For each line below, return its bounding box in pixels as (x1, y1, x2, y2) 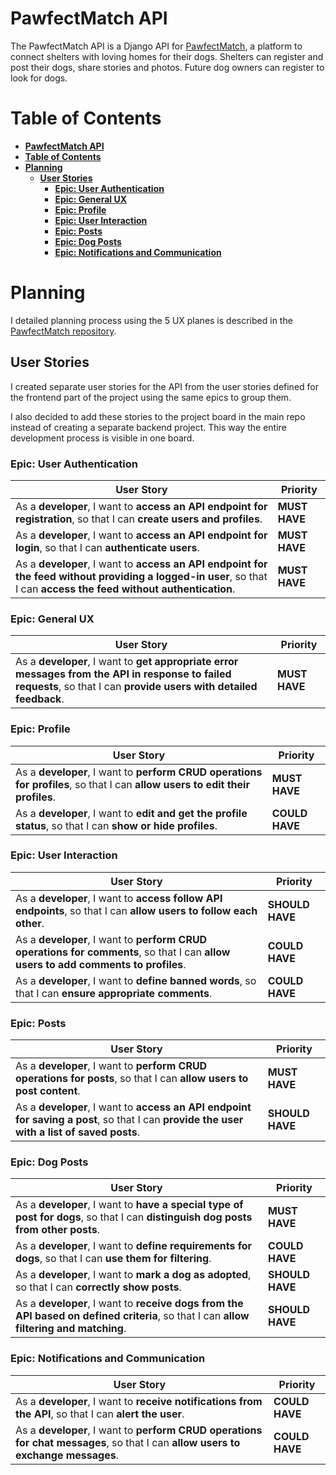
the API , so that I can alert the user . (15, 1407, 185, 1421)
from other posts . (15, 1223, 101, 1237)
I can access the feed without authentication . (15, 582, 236, 596)
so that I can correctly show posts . (15, 1280, 182, 1294)
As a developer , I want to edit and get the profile (15, 806, 248, 820)
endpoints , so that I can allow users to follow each (15, 903, 258, 917)
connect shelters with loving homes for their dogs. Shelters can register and (10, 50, 324, 62)
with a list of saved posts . (15, 1125, 140, 1139)
